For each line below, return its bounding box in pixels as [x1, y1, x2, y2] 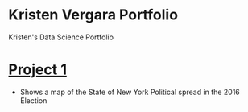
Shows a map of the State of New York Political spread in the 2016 [19, 87, 240, 97]
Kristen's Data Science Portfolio [8, 32, 114, 42]
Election [19, 95, 48, 106]
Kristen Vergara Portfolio [8, 6, 179, 24]
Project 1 [8, 60, 67, 79]
